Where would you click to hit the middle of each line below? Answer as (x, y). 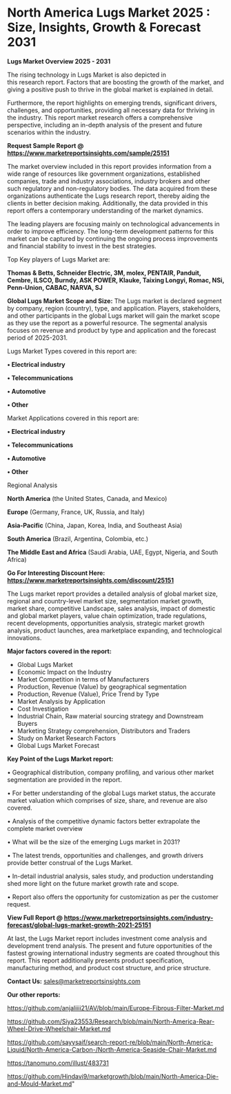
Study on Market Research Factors (66, 738)
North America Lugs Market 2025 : (109, 13)
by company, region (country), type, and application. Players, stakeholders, (114, 308)
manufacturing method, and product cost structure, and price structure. (109, 967)
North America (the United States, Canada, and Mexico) (87, 498)
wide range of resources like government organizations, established (104, 174)
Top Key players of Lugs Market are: (59, 259)
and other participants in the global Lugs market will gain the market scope (113, 316)
